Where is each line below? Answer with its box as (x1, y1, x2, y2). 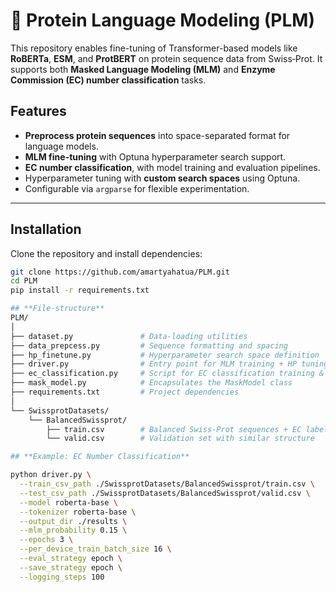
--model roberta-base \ (19, 497, 118, 508)
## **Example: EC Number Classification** (10, 452, 190, 462)
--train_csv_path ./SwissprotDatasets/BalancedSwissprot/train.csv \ (19, 479, 315, 489)
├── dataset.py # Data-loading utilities (10, 331, 248, 341)
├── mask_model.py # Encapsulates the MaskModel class (10, 378, 293, 388)
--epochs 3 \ (19, 535, 74, 545)
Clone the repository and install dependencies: (10, 247, 203, 259)
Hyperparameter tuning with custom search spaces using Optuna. (24, 172, 301, 184)
